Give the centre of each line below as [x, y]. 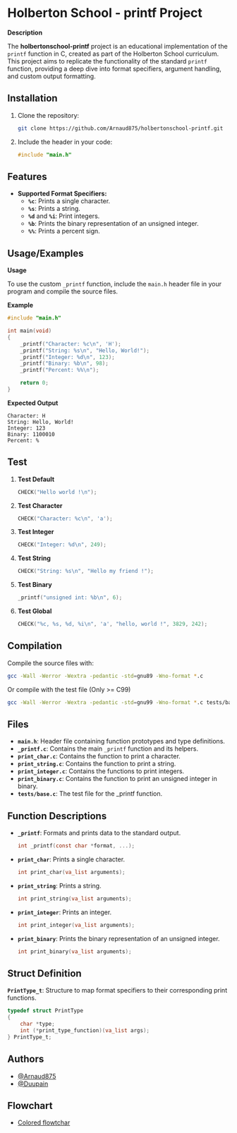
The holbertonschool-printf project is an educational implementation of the [117, 46]
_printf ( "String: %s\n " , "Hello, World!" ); [85, 351]
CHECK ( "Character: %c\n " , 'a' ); [65, 519]
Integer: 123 [26, 428]
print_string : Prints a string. [59, 885]
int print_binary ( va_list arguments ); [74, 951]
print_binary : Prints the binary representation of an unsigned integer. [119, 938]
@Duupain [33, 1084]
